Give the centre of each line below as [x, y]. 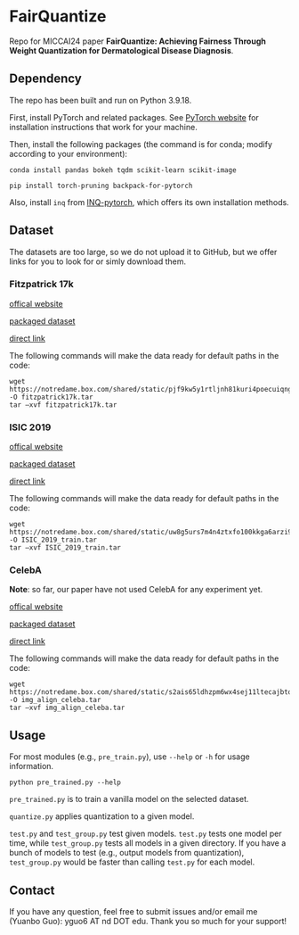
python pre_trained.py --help [65, 782]
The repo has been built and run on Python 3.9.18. [101, 100]
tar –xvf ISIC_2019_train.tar [65, 548]
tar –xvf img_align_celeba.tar [67, 708]
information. [32, 766]
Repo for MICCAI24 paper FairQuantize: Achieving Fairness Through [138, 41]
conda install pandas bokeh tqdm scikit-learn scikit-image [123, 170]
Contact [32, 890]
